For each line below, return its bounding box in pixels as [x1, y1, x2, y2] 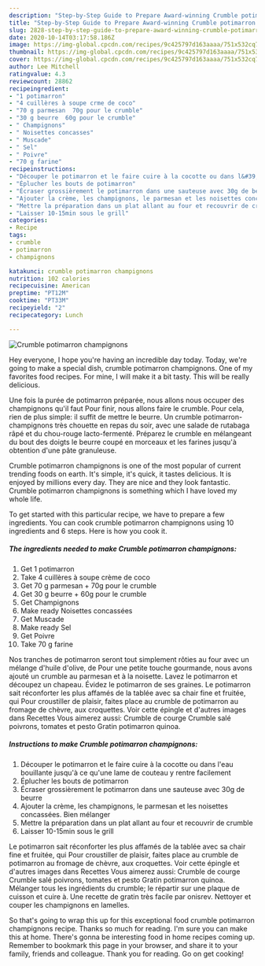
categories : [9, 217, 48, 224]
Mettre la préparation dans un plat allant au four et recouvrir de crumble [20, 818, 254, 827]
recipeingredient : [9, 84, 69, 93]
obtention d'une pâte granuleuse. [9, 446, 117, 455]
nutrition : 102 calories [9, 275, 90, 283]
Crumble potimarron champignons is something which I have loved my [9, 486, 237, 495]
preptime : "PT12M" [9, 289, 69, 298]
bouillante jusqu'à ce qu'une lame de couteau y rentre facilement [20, 768, 231, 777]
